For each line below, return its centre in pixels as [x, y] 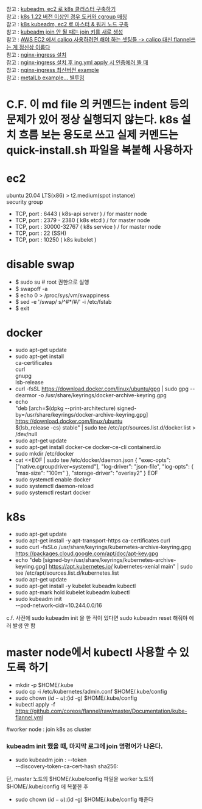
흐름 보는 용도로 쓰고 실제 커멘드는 [98, 135]
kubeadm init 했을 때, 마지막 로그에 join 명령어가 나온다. [85, 746]
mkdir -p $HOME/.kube [44, 685]
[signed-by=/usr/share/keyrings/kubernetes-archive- [110, 559]
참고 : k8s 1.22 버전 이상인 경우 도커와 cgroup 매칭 [67, 16]
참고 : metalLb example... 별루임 [45, 77]
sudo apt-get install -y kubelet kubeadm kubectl [75, 586]
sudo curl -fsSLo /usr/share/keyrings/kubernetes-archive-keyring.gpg [103, 547]
